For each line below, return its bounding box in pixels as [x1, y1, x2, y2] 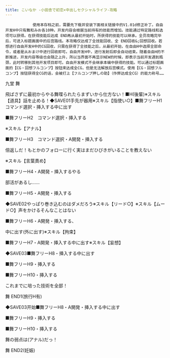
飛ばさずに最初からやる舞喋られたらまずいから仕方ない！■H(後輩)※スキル [5, 91, 161, 97]
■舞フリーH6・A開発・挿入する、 [5, 218, 77, 224]
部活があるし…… [5, 179, 40, 185]
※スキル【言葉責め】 [5, 158, 48, 164]
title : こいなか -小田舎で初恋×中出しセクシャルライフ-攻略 [5, 7, 118, 13]
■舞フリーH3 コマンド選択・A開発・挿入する [5, 136, 103, 142]
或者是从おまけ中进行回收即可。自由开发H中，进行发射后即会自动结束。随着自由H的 [12, 49, 161, 54]
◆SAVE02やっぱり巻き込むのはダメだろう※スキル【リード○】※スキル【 [5, 201, 156, 207]
